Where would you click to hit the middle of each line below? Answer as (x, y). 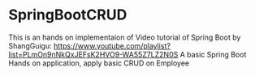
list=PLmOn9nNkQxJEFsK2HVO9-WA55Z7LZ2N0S (93, 54)
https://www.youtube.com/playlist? (112, 45)
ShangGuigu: (30, 45)
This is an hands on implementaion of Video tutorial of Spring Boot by (125, 37)
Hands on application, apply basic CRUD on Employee (99, 63)
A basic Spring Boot (213, 54)
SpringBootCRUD (68, 15)
